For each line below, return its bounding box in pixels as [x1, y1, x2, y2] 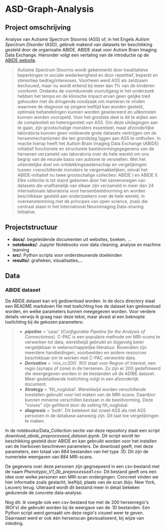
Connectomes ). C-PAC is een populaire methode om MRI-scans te [24, 334, 160, 339]
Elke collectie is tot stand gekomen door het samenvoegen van [17, 177, 146, 183]
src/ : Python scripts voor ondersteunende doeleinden [12, 252, 122, 258]
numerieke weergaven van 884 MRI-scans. [5, 454, 93, 460]
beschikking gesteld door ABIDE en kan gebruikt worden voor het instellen [5, 438, 157, 444]
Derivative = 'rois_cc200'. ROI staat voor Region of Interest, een [24, 360, 156, 366]
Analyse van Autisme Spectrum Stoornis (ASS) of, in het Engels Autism [5, 36, 150, 42]
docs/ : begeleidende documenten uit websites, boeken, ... [12, 236, 132, 242]
